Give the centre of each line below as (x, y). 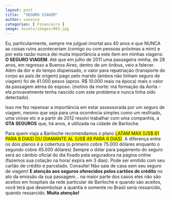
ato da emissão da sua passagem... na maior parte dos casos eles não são (83, 177)
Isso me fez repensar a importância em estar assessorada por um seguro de (85, 107)
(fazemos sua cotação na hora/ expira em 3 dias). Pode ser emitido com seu (85, 160)
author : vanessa (22, 19)
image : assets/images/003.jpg (37, 29)
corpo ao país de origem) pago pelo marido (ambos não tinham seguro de (83, 76)
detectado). (17, 98)
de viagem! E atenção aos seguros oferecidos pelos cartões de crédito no (84, 171)
